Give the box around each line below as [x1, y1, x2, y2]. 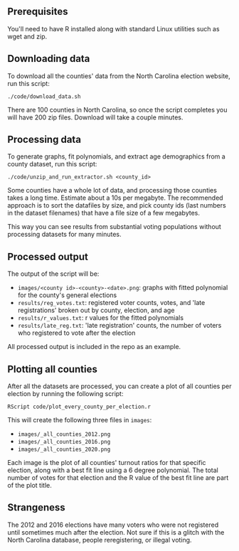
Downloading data [7, 53, 90, 65]
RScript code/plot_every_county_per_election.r [7, 403, 152, 411]
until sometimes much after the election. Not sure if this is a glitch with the [7, 528, 225, 536]
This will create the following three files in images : [7, 416, 152, 424]
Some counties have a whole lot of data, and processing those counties [7, 186, 217, 195]
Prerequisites [7, 6, 68, 18]
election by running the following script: [7, 390, 124, 398]
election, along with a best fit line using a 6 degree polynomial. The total [7, 466, 218, 475]
